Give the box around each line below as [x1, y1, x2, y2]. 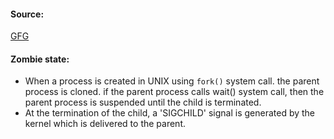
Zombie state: [10, 53, 70, 65]
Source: [10, 8, 45, 20]
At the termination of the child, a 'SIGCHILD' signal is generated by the [24, 107, 316, 119]
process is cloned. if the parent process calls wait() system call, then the [24, 86, 325, 98]
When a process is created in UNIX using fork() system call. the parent [24, 75, 320, 87]
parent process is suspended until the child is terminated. [24, 96, 262, 109]
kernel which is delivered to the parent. [24, 118, 187, 130]
